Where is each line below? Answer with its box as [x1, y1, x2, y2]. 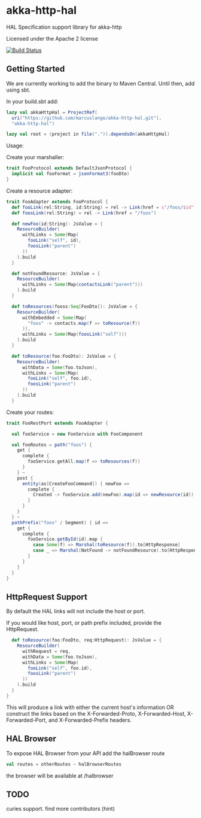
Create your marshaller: [6, 154, 65, 161]
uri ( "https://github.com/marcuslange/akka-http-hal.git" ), [11, 115, 162, 121]
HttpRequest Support [6, 592, 88, 602]
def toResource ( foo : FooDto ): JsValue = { [11, 353, 117, 359]
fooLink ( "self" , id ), [28, 238, 82, 244]
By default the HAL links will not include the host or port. [6, 608, 145, 615]
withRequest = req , [22, 648, 71, 654]
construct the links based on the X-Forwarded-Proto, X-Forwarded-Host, [6, 710, 187, 717]
